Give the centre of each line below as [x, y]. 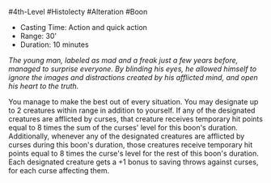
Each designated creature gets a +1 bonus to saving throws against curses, [133, 162]
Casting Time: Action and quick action [84, 27]
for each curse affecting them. [59, 170]
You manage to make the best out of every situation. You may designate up [133, 102]
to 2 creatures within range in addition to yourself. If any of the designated [132, 110]
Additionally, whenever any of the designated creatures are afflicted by [127, 136]
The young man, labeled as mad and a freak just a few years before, [123, 60]
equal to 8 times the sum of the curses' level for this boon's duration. [123, 128]
